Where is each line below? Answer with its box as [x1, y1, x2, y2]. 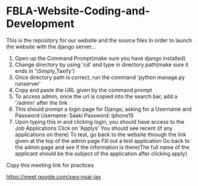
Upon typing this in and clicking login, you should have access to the [14, 118, 184, 125]
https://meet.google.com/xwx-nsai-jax [6, 173, 102, 180]
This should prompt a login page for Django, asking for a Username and [14, 105, 192, 112]
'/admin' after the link [14, 99, 68, 106]
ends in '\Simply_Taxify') [14, 67, 75, 74]
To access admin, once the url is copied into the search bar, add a [14, 93, 178, 100]
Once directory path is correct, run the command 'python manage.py [14, 74, 185, 81]
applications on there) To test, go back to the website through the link [14, 130, 187, 138]
